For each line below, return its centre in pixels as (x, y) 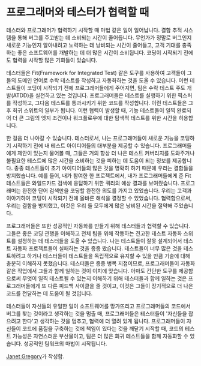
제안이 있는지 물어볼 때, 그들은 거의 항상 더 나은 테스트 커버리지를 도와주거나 (106, 153)
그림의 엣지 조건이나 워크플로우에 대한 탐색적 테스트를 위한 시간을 (101, 118)
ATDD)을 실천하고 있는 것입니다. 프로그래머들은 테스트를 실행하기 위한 (95, 95)
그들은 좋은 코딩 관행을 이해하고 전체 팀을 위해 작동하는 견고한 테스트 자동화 (94, 233)
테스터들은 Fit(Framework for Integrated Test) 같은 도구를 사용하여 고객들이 (96, 73)
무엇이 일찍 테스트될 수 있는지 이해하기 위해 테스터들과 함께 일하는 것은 (104, 278)
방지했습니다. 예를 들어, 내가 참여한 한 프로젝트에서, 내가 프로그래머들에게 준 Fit (99, 175)
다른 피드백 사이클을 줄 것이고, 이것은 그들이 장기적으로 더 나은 (121, 286)
